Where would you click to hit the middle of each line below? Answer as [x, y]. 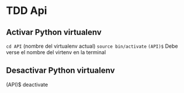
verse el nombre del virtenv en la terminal [56, 52]
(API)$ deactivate [27, 84]
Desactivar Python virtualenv [60, 71]
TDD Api [27, 11]
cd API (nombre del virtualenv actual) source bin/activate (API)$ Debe [92, 46]
